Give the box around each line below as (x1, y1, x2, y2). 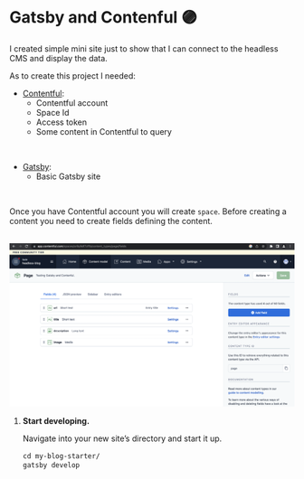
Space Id (35, 107, 70, 117)
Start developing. (22, 415, 90, 426)
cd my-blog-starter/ (22, 451, 100, 461)
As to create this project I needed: (9, 70, 136, 81)
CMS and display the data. (9, 52, 109, 63)
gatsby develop (22, 460, 81, 470)
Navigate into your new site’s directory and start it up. (22, 433, 223, 444)
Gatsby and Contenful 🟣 (9, 7, 197, 28)
